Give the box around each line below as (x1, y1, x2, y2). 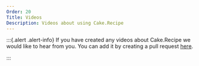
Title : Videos (6, 14, 43, 20)
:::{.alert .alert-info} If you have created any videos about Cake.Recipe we (6, 37, 190, 44)
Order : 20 (6, 8, 32, 15)
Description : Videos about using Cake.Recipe (6, 20, 124, 26)
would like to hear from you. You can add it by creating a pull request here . (6, 43, 194, 50)
